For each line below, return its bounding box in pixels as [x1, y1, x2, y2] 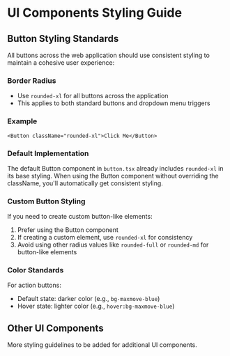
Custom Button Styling [7, 196, 86, 206]
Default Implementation [7, 148, 89, 158]
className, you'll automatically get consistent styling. [7, 179, 164, 187]
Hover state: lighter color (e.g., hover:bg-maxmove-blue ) [17, 302, 175, 311]
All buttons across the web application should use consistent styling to [7, 51, 210, 59]
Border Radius [7, 75, 56, 85]
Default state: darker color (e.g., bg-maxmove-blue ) [17, 295, 160, 303]
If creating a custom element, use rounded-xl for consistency [17, 233, 193, 242]
